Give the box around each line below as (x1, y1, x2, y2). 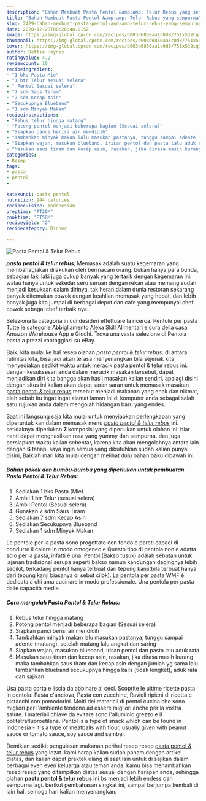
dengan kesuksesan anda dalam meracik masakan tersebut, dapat (6, 368, 174, 375)
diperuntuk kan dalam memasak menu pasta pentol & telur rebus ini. (6, 419, 179, 427)
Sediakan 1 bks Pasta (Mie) (15, 487, 84, 495)
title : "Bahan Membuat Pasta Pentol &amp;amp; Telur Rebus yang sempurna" (6, 15, 202, 21)
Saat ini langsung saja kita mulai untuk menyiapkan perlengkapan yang (6, 412, 186, 420)
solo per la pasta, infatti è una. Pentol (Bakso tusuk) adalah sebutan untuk (6, 552, 193, 559)
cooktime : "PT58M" (6, 214, 53, 220)
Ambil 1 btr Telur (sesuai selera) (15, 494, 95, 501)
